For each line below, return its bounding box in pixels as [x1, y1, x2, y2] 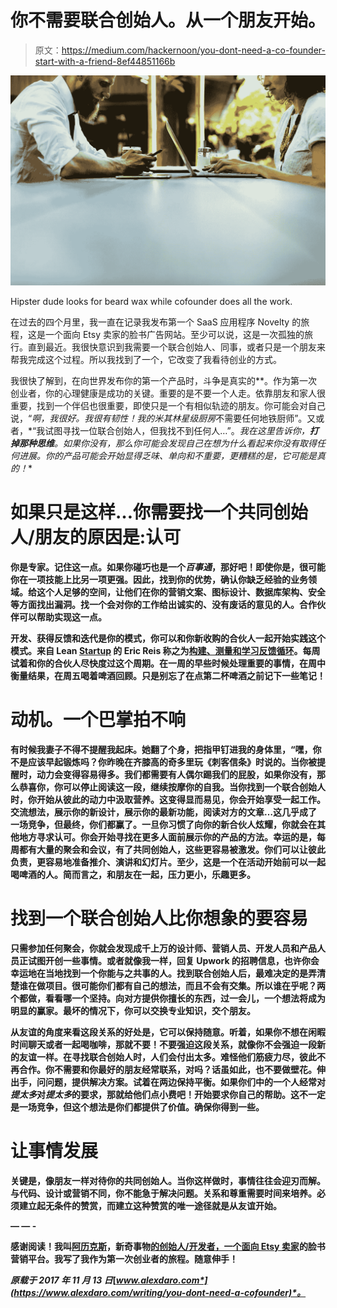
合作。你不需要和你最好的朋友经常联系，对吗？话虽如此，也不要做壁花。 [18, 1063, 317, 1075]
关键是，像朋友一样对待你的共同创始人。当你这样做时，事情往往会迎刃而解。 [10, 1174, 326, 1186]
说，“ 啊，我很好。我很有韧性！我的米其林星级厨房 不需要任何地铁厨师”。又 [10, 412, 317, 425]
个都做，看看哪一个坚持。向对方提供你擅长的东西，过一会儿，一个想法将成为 [10, 992, 326, 1004]
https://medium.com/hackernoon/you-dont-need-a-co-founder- [61, 44, 327, 56]
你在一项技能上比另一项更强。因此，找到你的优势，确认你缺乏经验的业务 [10, 574, 308, 586]
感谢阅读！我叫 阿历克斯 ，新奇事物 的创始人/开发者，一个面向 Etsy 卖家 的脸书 [10, 1240, 326, 1252]
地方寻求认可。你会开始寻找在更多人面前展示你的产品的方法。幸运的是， [18, 831, 317, 843]
